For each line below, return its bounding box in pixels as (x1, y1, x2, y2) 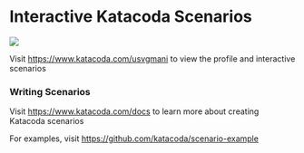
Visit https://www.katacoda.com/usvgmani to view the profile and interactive (9, 53, 296, 64)
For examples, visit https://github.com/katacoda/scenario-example (9, 133, 259, 144)
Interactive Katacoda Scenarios (9, 6, 252, 27)
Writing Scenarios (9, 85, 91, 98)
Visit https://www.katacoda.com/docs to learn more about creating (9, 106, 260, 117)
